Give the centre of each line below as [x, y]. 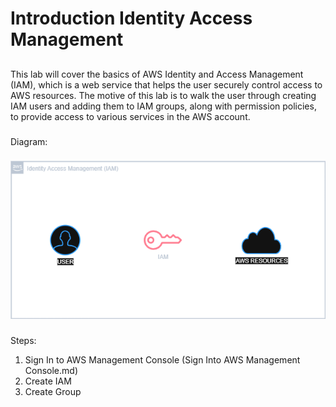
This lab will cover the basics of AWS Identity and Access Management [157, 74]
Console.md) [51, 371]
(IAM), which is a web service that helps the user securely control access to [166, 84]
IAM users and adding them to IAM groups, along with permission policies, [163, 106]
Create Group [53, 392]
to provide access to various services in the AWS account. [130, 116]
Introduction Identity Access [131, 18]
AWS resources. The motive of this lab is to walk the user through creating [163, 95]
